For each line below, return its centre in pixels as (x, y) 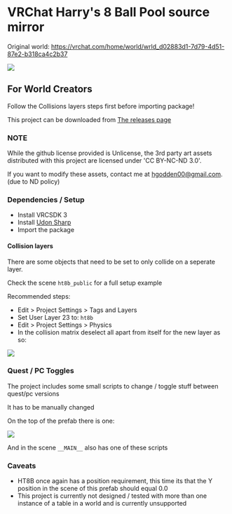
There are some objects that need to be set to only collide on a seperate (111, 262)
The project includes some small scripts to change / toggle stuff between (113, 386)
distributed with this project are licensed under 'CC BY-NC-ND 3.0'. (104, 161)
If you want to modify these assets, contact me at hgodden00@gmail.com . (115, 174)
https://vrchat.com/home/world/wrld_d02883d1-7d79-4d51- (138, 46)
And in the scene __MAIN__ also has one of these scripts (88, 447)
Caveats (22, 466)
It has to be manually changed (51, 407)
